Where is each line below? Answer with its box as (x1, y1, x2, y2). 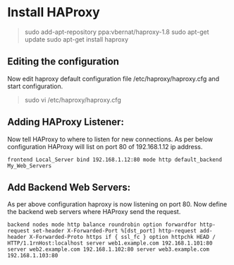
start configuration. (7, 82, 63, 90)
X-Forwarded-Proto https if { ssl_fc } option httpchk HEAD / (29, 234, 216, 241)
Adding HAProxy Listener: (7, 116, 125, 128)
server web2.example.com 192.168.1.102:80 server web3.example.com (7, 246, 210, 253)
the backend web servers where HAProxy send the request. (7, 208, 181, 216)
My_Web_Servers (7, 162, 52, 170)
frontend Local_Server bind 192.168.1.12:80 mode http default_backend (7, 156, 222, 163)
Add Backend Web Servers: (7, 181, 131, 193)
